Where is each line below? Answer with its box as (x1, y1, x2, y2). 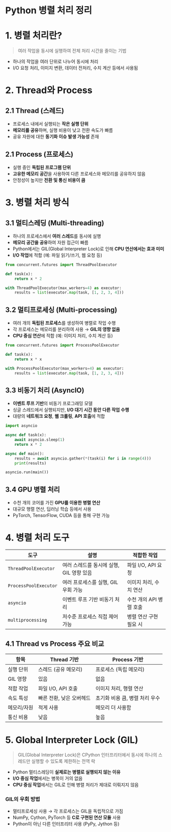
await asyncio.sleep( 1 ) (14, 437, 65, 443)
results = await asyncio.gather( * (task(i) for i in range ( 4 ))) (14, 456, 152, 461)
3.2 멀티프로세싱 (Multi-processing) (5, 305, 118, 314)
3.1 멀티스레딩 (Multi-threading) (5, 218, 104, 227)
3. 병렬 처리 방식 (5, 197, 70, 209)
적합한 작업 (132, 552, 158, 559)
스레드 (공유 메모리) (38, 666, 83, 673)
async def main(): (5, 451, 44, 456)
